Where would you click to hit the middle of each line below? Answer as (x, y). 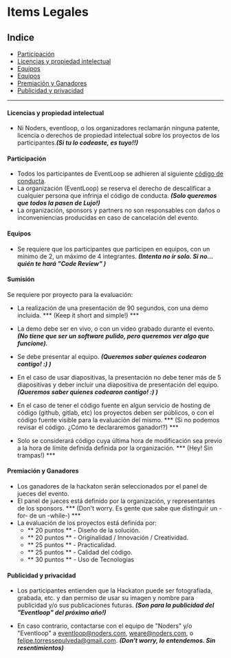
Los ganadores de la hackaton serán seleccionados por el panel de (112, 486)
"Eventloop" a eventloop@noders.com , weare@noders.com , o (105, 633)
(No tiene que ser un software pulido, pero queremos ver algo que (113, 336)
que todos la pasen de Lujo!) (59, 203)
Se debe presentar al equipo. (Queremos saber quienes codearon (112, 356)
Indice (21, 38)
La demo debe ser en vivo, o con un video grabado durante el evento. (116, 329)
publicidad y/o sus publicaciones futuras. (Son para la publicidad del (115, 605)
